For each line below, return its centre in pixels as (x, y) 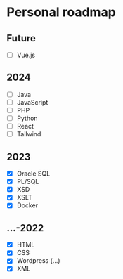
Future (21, 38)
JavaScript (32, 102)
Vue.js (26, 55)
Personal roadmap (61, 12)
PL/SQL (28, 182)
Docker (27, 205)
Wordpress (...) (38, 261)
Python (27, 118)
